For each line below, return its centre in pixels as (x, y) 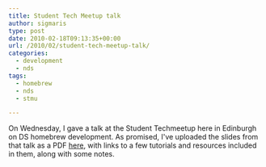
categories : (28, 53)
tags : (17, 76)
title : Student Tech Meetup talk (65, 16)
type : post (27, 31)
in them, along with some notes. (61, 154)
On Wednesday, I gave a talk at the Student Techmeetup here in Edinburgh (133, 128)
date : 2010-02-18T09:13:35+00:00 (65, 38)
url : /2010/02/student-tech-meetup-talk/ (79, 46)
